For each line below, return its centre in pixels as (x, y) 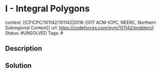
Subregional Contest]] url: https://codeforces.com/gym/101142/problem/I (80, 27)
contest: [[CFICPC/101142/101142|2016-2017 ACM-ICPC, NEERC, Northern (80, 22)
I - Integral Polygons (48, 9)
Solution (18, 65)
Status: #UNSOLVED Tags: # (34, 33)
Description (24, 48)
